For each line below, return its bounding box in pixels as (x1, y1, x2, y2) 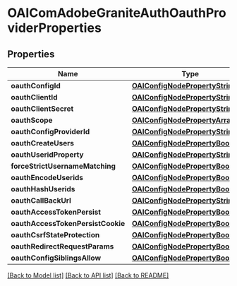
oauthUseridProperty (11, 150, 84, 160)
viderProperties (7, 20, 102, 36)
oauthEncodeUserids (11, 173, 83, 182)
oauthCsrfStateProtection (11, 230, 100, 239)
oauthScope (11, 115, 53, 125)
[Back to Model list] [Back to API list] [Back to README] (7, 271, 169, 280)
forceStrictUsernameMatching (11, 161, 116, 171)
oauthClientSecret (11, 104, 74, 114)
